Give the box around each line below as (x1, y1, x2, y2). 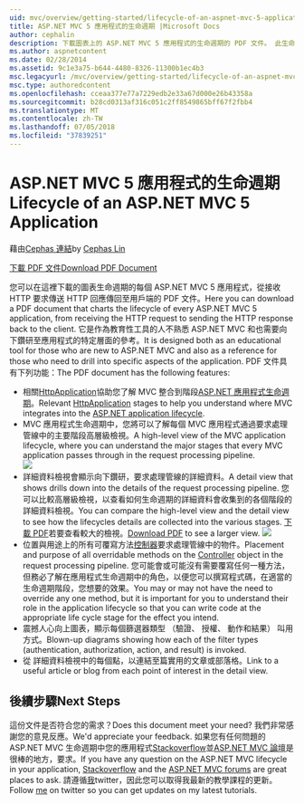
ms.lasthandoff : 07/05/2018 (9, 123, 116, 132)
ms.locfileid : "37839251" (9, 131, 107, 140)
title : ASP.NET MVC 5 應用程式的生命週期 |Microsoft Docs (9, 22, 220, 31)
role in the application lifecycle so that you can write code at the (22, 602, 261, 613)
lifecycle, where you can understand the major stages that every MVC (22, 440, 283, 451)
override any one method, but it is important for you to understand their (22, 592, 290, 603)
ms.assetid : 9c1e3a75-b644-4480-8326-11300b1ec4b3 (9, 64, 204, 73)
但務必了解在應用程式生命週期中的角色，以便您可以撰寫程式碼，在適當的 (22, 571, 292, 582)
